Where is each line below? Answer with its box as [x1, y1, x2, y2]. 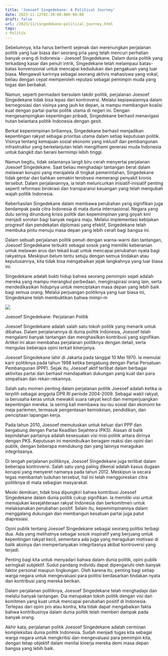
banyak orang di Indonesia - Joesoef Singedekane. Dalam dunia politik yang [5, 55, 163, 61]
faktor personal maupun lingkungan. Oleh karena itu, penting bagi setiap [5, 567, 154, 573]
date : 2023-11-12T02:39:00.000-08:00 [5, 12, 84, 17]
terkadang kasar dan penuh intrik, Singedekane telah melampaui [5, 61, 139, 66]
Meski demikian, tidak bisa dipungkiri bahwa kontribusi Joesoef [5, 489, 137, 495]
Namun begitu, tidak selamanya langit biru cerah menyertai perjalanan [5, 159, 150, 165]
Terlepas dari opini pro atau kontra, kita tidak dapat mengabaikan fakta [5, 604, 151, 609]
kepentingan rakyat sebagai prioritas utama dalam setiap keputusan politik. [5, 133, 160, 139]
